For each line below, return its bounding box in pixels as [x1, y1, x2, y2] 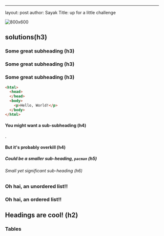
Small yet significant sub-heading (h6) [5, 168, 83, 174]
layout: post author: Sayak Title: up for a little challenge [5, 10, 116, 15]
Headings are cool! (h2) [5, 211, 78, 219]
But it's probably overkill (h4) [5, 145, 66, 150]
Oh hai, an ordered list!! [5, 196, 62, 202]
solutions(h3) [5, 33, 47, 41]
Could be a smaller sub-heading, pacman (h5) [5, 156, 97, 162]
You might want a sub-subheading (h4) [5, 123, 86, 128]
